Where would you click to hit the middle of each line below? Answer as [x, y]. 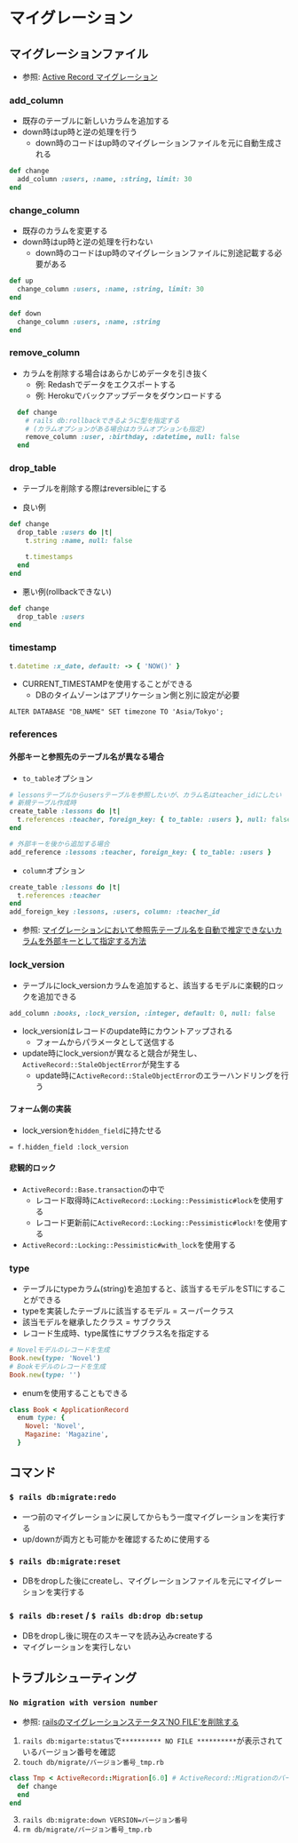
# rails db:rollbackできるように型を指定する [102, 420]
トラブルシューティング [73, 1677]
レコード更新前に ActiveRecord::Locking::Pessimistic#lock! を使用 [157, 1222]
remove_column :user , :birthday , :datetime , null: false [133, 437]
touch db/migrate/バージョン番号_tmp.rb [93, 1762]
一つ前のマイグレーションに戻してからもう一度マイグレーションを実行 [149, 1517]
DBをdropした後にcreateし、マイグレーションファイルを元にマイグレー [152, 1580]
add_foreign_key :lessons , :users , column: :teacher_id [114, 912]
